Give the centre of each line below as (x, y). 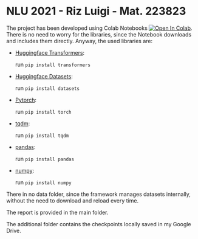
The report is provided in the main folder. (57, 212)
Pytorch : (26, 100)
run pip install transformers (53, 64)
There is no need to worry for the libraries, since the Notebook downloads (99, 34)
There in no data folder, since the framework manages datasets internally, (99, 194)
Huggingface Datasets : (44, 76)
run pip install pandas (45, 159)
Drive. (14, 230)
